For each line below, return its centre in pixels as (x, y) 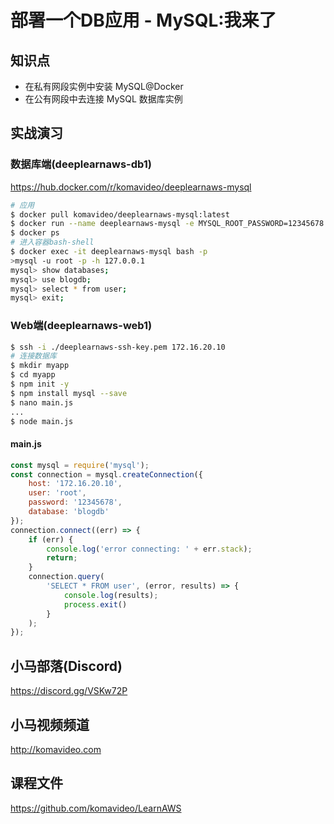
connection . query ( (66, 577)
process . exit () (95, 604)
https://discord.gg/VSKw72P (69, 691)
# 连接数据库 (33, 356)
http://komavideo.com (56, 749)
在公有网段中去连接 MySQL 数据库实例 (103, 99)
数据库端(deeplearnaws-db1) (81, 164)
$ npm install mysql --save (69, 393)
